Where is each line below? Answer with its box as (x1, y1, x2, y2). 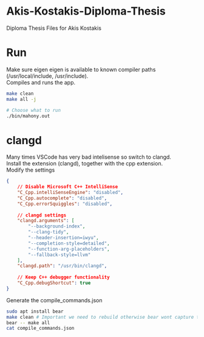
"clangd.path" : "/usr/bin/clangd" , (17, 263, 107, 269)
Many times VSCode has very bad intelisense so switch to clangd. (6, 153, 172, 161)
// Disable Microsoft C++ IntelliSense (17, 184, 118, 190)
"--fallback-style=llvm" (28, 251, 91, 258)
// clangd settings (17, 212, 67, 218)
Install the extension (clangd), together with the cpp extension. (6, 160, 163, 167)
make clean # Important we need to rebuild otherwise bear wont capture (6, 314, 194, 320)
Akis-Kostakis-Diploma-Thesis (6, 4, 166, 18)
